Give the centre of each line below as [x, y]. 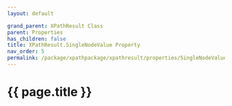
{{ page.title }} [50, 92]
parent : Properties [35, 32]
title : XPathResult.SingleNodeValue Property [74, 45]
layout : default [30, 13]
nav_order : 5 [26, 52]
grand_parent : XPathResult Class [55, 26]
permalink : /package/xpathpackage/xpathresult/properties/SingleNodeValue [117, 58]
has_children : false [37, 39]
